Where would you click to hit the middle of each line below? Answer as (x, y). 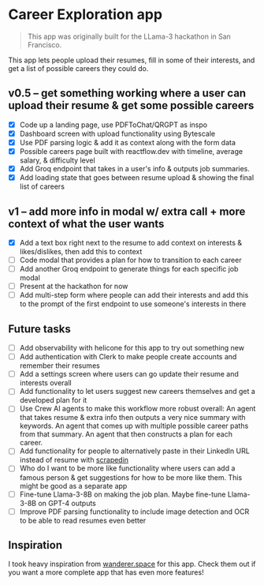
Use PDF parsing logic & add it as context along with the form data (128, 142)
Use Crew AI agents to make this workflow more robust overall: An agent (138, 409)
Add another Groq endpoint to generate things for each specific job (129, 269)
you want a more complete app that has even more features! (106, 572)
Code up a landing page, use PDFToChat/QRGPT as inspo (113, 125)
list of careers (42, 186)
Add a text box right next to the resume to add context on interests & (131, 242)
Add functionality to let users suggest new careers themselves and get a (138, 392)
